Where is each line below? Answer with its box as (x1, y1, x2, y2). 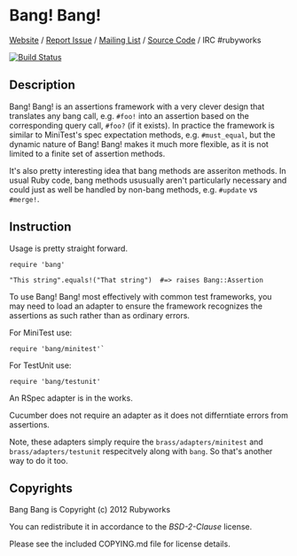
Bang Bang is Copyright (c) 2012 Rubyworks (9, 505, 171, 515)
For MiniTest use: (9, 327, 73, 338)
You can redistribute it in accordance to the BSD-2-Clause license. (9, 521, 253, 532)
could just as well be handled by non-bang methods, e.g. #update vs (9, 184, 258, 195)
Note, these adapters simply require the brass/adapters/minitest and (9, 436, 263, 447)
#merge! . (9, 193, 40, 204)
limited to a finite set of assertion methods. (9, 148, 166, 159)
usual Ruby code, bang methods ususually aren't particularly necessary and (9, 175, 287, 185)
